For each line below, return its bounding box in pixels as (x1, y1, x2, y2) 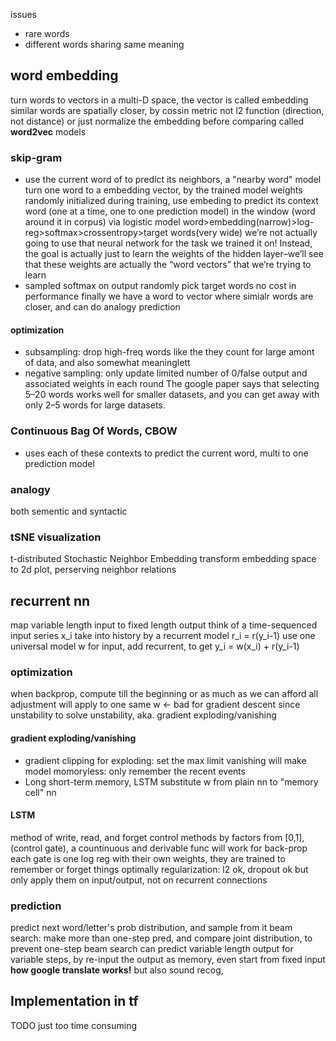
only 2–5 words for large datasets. (24, 399, 166, 411)
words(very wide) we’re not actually (169, 227, 318, 239)
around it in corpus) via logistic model (24, 216, 181, 228)
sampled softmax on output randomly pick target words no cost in (24, 280, 297, 292)
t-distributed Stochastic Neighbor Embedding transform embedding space (10, 553, 317, 565)
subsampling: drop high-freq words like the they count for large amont (24, 346, 315, 358)
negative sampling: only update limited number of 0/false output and (24, 367, 308, 379)
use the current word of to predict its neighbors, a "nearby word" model (24, 174, 322, 186)
